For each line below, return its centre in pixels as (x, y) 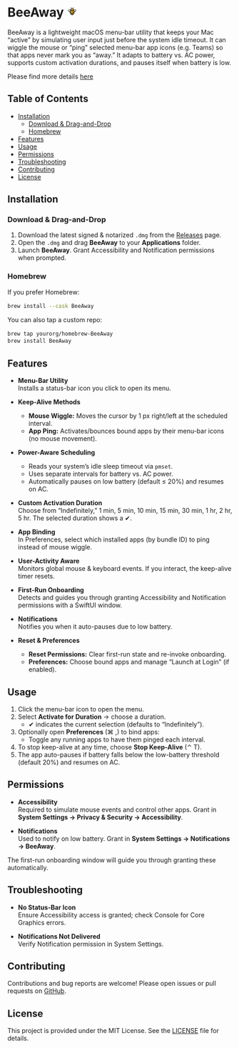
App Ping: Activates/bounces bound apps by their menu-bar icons (126, 431)
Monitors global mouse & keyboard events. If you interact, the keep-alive (124, 569)
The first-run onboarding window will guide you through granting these (112, 860)
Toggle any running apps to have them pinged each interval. (117, 739)
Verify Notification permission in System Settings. (91, 944)
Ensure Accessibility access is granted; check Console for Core (111, 914)
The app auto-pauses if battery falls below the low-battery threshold (118, 754)
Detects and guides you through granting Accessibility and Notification (122, 598)
